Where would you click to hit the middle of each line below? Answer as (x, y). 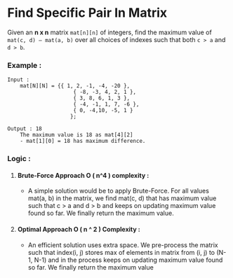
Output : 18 (25, 129)
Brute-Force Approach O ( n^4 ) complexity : (83, 175)
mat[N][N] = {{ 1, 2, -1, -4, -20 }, (75, 86)
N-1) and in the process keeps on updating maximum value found (128, 260)
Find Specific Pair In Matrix (87, 13)
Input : (19, 80)
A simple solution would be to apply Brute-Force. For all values (118, 191)
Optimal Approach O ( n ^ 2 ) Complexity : (79, 229)
